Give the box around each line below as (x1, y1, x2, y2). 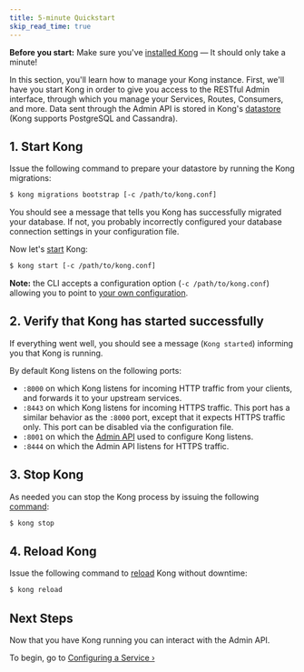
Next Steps (9, 610, 74, 626)
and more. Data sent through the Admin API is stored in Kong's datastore (9, 103, 281, 114)
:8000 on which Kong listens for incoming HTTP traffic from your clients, (22, 383, 293, 394)
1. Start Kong (9, 138, 83, 155)
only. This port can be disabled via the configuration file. (22, 421, 234, 432)
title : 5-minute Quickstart (9, 13, 116, 23)
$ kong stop (9, 518, 54, 527)
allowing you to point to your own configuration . (9, 287, 189, 298)
